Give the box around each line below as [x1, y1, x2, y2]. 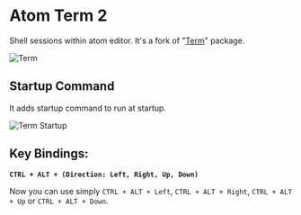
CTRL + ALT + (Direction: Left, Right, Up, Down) [9, 170, 199, 179]
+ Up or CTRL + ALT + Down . [9, 195, 109, 206]
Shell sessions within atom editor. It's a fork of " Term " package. [9, 35, 245, 46]
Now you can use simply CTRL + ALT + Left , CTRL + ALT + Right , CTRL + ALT [9, 185, 293, 196]
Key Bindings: [9, 146, 89, 162]
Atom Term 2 [9, 5, 108, 26]
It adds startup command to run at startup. [9, 103, 166, 113]
